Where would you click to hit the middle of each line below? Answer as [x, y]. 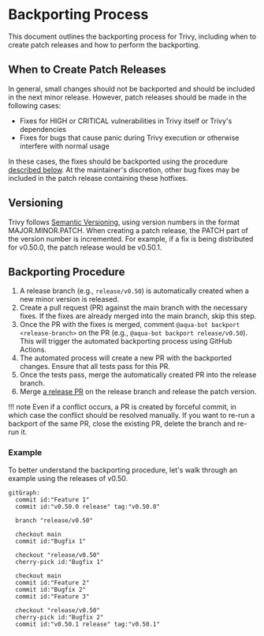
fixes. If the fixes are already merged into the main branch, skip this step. [138, 316]
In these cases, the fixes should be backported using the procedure [118, 161]
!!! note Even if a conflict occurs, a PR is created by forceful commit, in [122, 407]
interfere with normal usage [65, 146]
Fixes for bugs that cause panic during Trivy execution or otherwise [129, 137]
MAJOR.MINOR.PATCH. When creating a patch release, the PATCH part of [128, 230]
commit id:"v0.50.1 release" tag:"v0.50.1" [87, 624]
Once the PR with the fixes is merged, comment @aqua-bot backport [130, 325]
